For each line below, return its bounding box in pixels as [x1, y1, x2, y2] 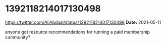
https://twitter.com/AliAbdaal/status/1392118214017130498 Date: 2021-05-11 [5, 19, 161, 25]
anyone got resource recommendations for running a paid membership [5, 29, 150, 35]
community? [5, 34, 31, 40]
